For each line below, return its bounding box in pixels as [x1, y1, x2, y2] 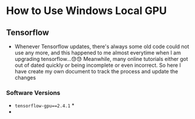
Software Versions [6, 89, 61, 97]
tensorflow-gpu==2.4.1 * [14, 102, 75, 109]
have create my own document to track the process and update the [14, 68, 179, 74]
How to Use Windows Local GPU [6, 4, 167, 18]
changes [14, 74, 37, 81]
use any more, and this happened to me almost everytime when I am [14, 49, 181, 56]
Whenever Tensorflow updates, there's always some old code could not [14, 43, 190, 50]
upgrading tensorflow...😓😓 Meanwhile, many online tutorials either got [14, 56, 189, 62]
